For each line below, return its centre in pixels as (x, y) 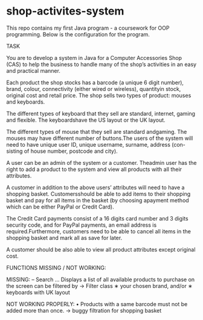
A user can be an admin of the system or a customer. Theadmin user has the (101, 162)
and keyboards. (26, 102)
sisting (14, 151)
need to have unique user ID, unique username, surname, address (89, 144)
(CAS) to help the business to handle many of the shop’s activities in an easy (101, 64)
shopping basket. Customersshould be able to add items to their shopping (98, 194)
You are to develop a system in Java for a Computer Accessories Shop (94, 58)
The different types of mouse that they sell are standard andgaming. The (97, 132)
